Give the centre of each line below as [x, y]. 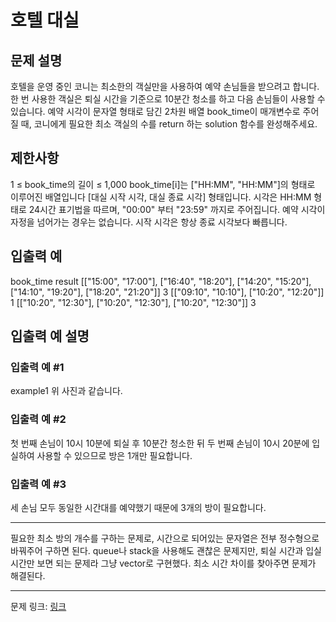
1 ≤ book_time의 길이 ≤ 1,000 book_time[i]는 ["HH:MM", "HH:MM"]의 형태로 [163, 184]
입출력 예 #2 [38, 419]
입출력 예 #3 [38, 484]
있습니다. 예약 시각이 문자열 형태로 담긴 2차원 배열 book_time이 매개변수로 [155, 111]
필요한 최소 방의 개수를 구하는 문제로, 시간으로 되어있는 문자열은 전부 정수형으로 [165, 538]
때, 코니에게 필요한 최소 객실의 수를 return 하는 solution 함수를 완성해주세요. [169, 124]
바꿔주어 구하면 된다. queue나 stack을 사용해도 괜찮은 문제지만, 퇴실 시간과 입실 [166, 550]
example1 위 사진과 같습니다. [66, 391]
